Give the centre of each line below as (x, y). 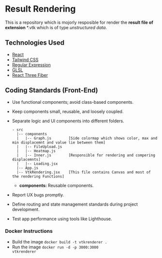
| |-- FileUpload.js (39, 146)
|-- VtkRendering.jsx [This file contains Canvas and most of (84, 172)
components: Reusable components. (56, 185)
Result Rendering (40, 9)
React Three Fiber (30, 75)
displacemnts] (26, 159)
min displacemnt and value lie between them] (59, 142)
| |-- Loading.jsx (37, 163)
